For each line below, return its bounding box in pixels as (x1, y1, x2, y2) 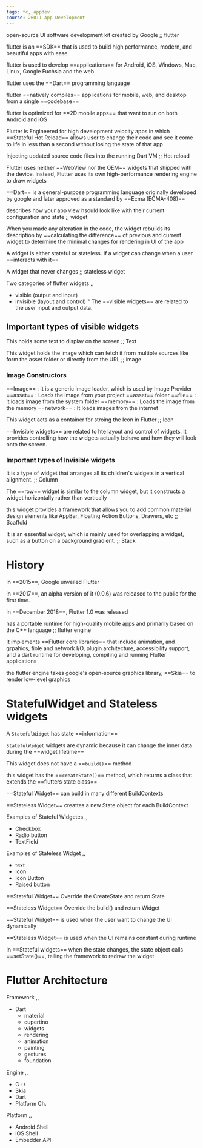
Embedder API (15, 1136, 52, 1143)
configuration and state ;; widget (6, 213, 88, 220)
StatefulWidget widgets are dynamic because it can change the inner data (6, 741, 193, 749)
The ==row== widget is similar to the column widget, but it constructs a (6, 488, 185, 495)
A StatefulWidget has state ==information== (6, 730, 118, 737)
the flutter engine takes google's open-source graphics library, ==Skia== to (6, 669, 196, 676)
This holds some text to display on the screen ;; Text (6, 338, 137, 345)
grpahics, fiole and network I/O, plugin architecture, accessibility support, (6, 644, 190, 652)
